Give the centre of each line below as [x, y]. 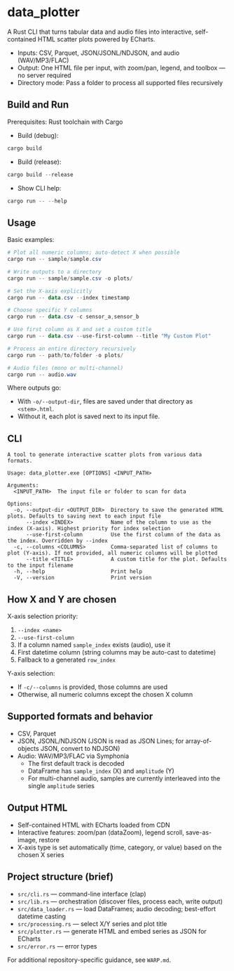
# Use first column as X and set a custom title [80, 330]
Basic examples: [31, 240]
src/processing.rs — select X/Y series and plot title [92, 924]
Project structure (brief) [61, 877]
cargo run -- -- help [37, 201]
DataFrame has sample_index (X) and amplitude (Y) [101, 771]
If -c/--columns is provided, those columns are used [92, 687]
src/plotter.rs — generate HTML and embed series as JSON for [112, 931]
